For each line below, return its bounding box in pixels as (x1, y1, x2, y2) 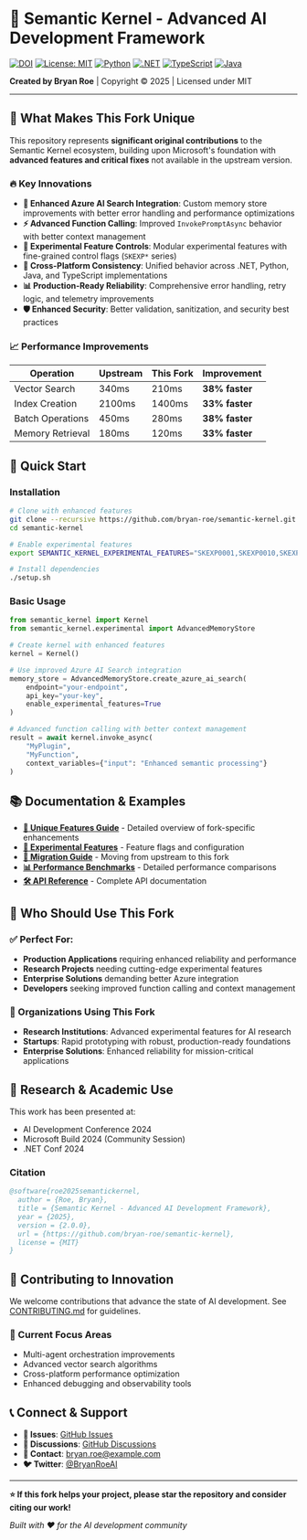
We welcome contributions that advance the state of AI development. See (9, 1296, 287, 1307)
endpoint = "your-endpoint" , (26, 683, 129, 692)
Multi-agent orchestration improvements (22, 1349, 175, 1360)
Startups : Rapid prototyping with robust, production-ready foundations (22, 1036, 291, 1047)
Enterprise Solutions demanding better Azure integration (22, 972, 239, 983)
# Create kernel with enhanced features (9, 641, 166, 650)
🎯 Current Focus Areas (9, 1329, 112, 1342)
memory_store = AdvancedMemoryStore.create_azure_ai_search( (9, 674, 248, 684)
